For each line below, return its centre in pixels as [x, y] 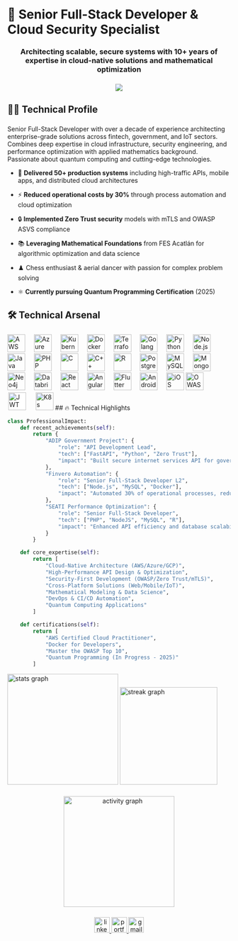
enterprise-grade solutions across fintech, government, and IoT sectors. [113, 137]
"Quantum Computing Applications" [96, 606]
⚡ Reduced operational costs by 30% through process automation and [122, 195]
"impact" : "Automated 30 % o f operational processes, [137, 494]
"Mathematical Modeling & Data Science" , [107, 592]
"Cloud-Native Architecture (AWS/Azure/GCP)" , [115, 566]
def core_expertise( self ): [60, 552]
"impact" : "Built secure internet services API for [136, 460]
